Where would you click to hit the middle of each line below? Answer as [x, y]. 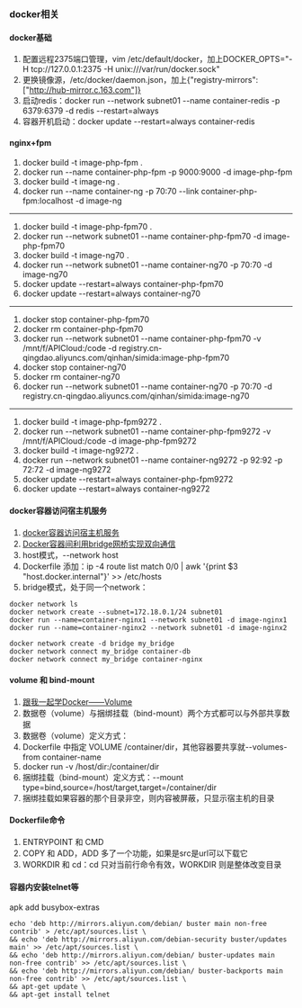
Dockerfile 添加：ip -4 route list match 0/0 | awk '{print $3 [130, 566]
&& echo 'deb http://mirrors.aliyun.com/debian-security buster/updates [148, 940]
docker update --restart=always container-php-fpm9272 [128, 480]
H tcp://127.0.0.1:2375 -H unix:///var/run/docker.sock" [121, 69]
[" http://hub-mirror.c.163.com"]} [81, 90]
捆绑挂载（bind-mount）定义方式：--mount [103, 777]
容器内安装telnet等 [44, 886]
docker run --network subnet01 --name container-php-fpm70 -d [142, 237]
